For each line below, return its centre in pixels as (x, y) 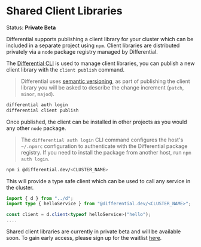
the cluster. (20, 187)
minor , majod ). (38, 94)
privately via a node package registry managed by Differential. (82, 51)
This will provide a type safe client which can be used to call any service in (98, 181)
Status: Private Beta (31, 27)
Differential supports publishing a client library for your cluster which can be (100, 39)
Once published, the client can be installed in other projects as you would (97, 122)
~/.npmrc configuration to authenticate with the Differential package (104, 146)
